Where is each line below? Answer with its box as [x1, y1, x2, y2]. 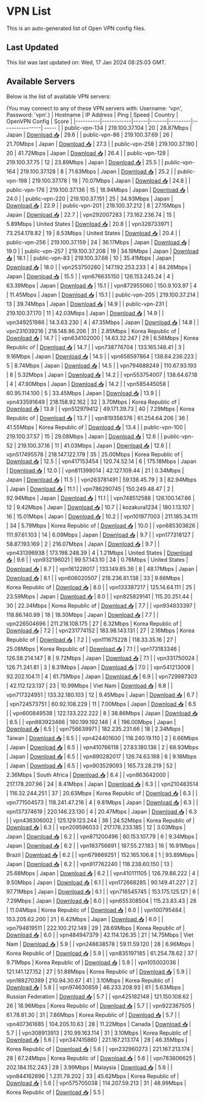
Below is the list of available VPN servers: [6, 92, 111, 100]
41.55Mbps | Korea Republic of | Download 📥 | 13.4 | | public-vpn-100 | [6, 423, 187, 431]
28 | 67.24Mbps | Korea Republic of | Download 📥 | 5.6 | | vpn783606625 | [6, 1054, 196, 1062]
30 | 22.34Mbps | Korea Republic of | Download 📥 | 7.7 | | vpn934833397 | [6, 602, 196, 609]
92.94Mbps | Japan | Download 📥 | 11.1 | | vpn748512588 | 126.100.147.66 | [6, 494, 195, 502]
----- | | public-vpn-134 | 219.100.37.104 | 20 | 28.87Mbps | [43, 124, 192, 131]
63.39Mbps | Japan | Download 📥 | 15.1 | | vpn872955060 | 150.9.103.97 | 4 [6, 282, 197, 289]
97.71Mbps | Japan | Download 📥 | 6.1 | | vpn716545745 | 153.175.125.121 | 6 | [6, 888, 199, 895]
